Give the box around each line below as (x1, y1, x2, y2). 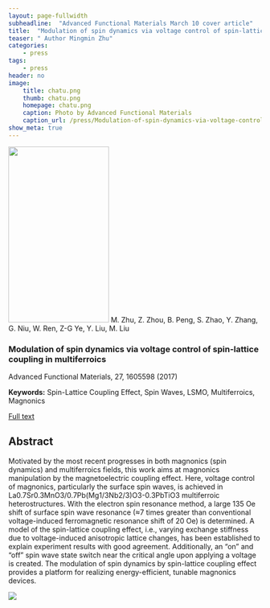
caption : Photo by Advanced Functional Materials (22, 109, 193, 117)
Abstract (8, 435, 54, 449)
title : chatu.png (22, 86, 81, 95)
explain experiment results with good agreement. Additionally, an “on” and (8, 541, 254, 551)
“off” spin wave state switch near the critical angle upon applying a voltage (8, 550, 257, 560)
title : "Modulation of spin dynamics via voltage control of (8, 27, 221, 35)
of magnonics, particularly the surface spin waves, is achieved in (8, 482, 223, 491)
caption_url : (22, 117, 67, 125)
